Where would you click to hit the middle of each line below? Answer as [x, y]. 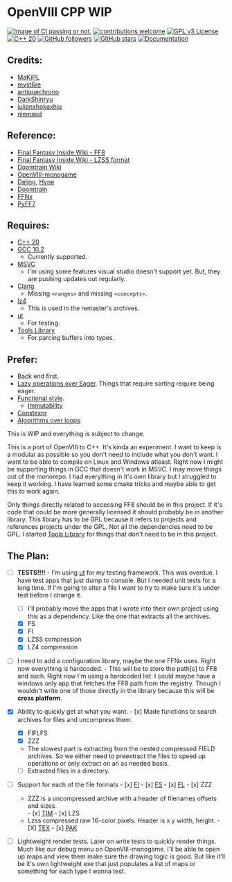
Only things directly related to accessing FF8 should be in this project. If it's [115, 505]
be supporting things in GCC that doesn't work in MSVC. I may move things [115, 469]
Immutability [45, 406]
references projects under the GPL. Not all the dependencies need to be [110, 527]
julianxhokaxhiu [39, 106]
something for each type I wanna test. [71, 871]
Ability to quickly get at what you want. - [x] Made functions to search [117, 712]
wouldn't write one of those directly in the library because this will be [116, 691]
